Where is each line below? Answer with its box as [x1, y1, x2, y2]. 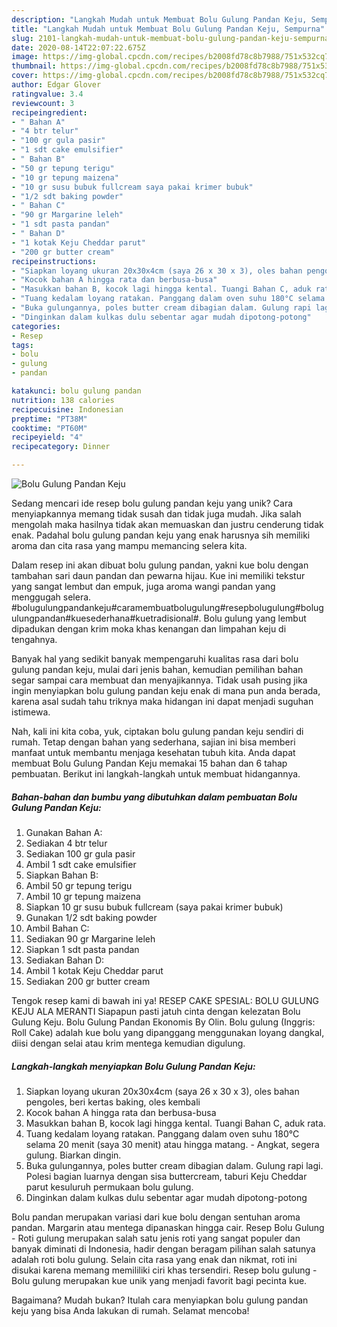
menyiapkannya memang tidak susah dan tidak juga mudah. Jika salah [11, 508, 302, 520]
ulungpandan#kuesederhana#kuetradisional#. [11, 612, 202, 624]
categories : [11, 321, 61, 331]
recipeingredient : [11, 107, 88, 118]
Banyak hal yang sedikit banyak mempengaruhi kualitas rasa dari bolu [11, 653, 299, 665]
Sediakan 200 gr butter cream [25, 975, 151, 987]
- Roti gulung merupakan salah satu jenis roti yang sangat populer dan [11, 1232, 301, 1244]
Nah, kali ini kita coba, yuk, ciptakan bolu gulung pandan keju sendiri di [11, 726, 304, 737]
